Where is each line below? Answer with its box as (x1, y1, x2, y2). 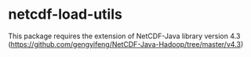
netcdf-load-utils (8, 5, 123, 23)
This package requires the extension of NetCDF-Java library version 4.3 (8, 31, 241, 41)
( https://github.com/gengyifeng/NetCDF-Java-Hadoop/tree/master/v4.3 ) (8, 39, 244, 48)
